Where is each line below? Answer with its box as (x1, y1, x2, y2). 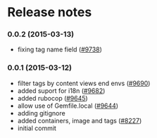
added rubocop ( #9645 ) (17, 94, 88, 102)
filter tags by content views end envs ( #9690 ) (17, 79, 151, 87)
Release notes (7, 4, 92, 20)
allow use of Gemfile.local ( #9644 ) (17, 101, 118, 110)
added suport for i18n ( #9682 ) (17, 86, 106, 95)
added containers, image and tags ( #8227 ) (17, 116, 142, 125)
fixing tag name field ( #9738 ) (17, 45, 102, 54)
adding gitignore (17, 108, 65, 117)
